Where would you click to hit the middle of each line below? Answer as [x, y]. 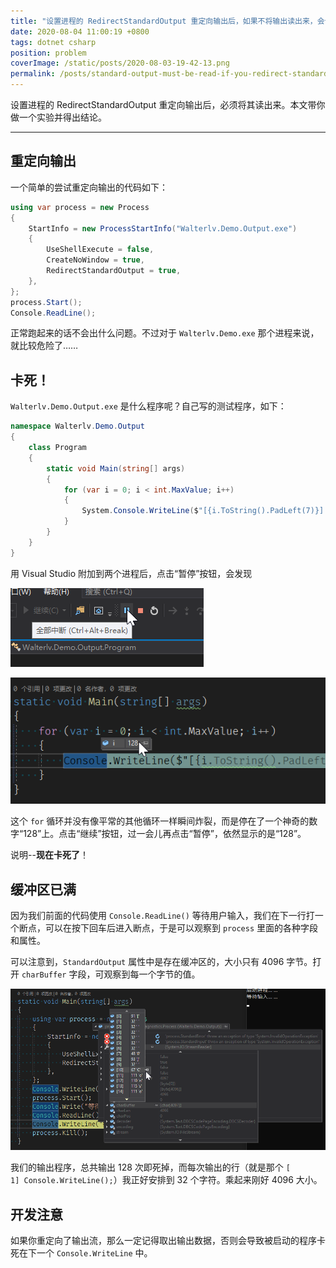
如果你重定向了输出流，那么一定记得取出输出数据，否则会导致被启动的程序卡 [168, 1241]
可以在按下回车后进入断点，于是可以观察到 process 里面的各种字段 [181, 928]
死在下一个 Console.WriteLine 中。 [81, 1253]
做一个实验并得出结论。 [58, 117]
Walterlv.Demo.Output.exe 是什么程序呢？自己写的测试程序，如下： [148, 406]
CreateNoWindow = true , [95, 260]
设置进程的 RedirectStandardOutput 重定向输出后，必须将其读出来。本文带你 [168, 104]
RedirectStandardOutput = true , [114, 271]
